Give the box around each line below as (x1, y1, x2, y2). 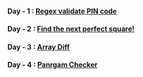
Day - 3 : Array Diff (7, 42, 70, 51)
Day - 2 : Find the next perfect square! (7, 24, 135, 34)
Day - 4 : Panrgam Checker (7, 60, 98, 70)
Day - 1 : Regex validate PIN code (7, 6, 118, 16)
